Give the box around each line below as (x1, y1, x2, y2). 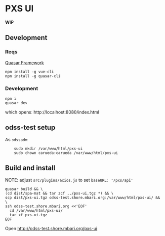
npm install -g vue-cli (5, 69, 54, 74)
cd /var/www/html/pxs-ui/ (9, 208, 63, 213)
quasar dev (5, 100, 28, 105)
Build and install (5, 164, 55, 172)
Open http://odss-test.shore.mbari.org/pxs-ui (5, 225, 98, 231)
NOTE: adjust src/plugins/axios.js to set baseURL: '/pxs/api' (5, 177, 133, 183)
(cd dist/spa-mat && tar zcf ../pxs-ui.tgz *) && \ (5, 191, 114, 196)
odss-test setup (5, 123, 56, 132)
